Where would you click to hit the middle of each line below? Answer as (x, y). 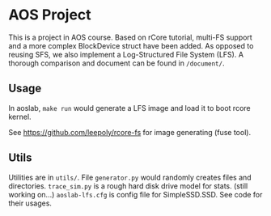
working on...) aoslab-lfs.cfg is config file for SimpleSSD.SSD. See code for (135, 194)
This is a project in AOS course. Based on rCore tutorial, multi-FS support (130, 37)
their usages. (30, 203)
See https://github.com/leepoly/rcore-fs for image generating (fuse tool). (130, 132)
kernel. (20, 116)
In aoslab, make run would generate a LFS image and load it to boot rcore (129, 108)
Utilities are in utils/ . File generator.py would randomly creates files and (130, 177)
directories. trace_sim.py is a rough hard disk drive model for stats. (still (128, 186)
